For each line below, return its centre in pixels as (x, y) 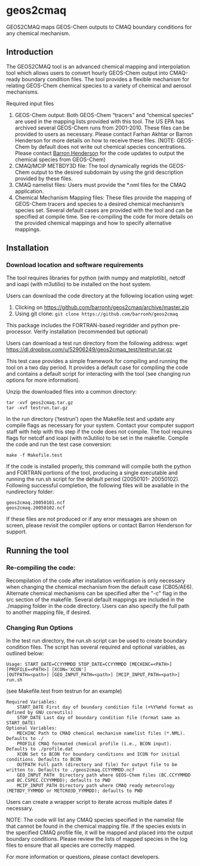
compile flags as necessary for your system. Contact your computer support (100, 425)
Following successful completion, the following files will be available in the (98, 486)
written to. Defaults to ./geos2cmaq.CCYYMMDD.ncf (70, 770)
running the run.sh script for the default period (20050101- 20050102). (93, 479)
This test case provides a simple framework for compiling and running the (97, 361)
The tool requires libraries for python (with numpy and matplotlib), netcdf (96, 278)
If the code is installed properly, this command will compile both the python (99, 466)
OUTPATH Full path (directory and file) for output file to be (97, 765)
